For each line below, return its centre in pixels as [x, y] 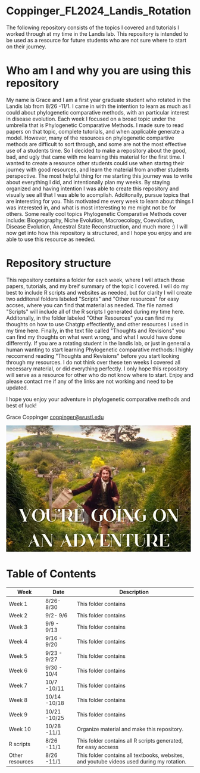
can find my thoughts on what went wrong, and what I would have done [94, 337]
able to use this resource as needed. [51, 239]
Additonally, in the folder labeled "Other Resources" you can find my [90, 318]
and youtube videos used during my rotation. [131, 762]
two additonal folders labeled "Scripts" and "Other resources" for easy [93, 299]
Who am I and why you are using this [99, 71]
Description [134, 592]
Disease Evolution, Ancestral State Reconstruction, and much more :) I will [97, 226]
